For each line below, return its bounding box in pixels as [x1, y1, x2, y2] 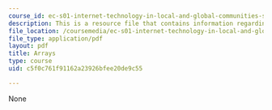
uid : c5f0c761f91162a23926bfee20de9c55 [8, 65, 143, 73]
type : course [8, 57, 53, 66]
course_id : [8, 11, 45, 20]
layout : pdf [8, 42, 49, 50]
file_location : [8, 27, 60, 35]
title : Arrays [8, 49, 57, 57]
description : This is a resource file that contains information [8, 19, 233, 27]
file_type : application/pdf [8, 34, 104, 43]
